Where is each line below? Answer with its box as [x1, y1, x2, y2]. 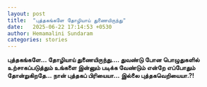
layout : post [7, 10, 46, 18]
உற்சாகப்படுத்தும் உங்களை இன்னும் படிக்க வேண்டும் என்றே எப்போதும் [7, 64, 196, 72]
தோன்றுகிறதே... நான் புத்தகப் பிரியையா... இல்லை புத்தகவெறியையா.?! [7, 72, 194, 80]
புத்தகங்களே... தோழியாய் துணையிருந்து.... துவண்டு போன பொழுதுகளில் [7, 55, 200, 64]
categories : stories [7, 36, 69, 43]
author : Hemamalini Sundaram [7, 29, 93, 37]
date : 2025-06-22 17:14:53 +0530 [7, 23, 112, 30]
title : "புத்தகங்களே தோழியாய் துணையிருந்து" [7, 17, 126, 24]
